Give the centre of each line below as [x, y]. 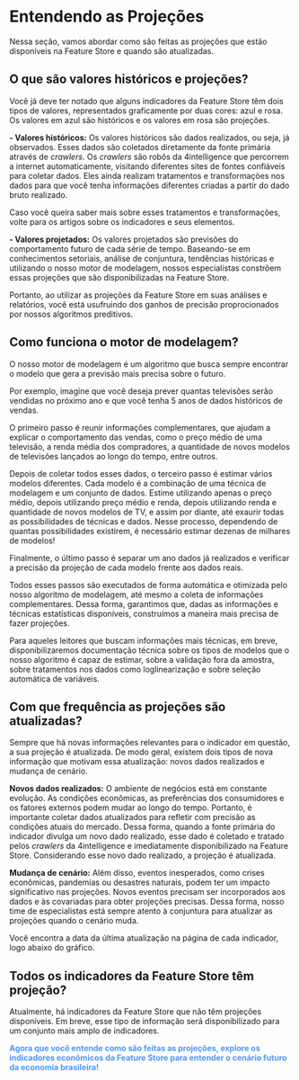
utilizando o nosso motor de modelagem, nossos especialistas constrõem [145, 268]
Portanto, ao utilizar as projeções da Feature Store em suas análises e [138, 295]
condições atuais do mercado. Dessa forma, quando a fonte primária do [142, 827]
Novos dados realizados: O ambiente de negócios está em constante [138, 789]
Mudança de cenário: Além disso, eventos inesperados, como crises [137, 873]
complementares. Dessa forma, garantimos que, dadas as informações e [144, 603]
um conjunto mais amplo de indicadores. [84, 1031]
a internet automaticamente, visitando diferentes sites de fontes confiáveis [147, 166]
